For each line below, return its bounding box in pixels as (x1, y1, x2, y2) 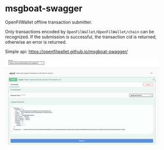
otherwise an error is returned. (5, 39, 67, 45)
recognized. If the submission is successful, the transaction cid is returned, (5, 34, 157, 40)
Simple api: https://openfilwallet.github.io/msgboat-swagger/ (5, 49, 128, 54)
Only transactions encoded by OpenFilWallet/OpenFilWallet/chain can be (5, 28, 154, 34)
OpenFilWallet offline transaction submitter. (5, 19, 92, 25)
